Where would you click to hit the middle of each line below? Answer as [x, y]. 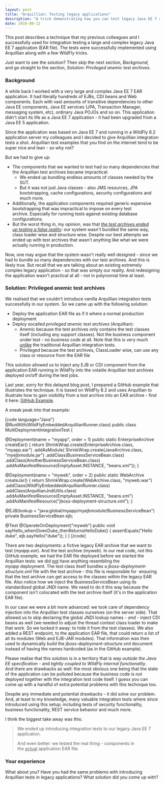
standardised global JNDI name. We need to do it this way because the [77, 587]
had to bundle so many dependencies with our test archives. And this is [77, 260]
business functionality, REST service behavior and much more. [69, 709]
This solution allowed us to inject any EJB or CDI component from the [75, 364]
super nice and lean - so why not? [40, 147]
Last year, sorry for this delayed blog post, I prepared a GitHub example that [82, 385]
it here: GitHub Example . [30, 400]
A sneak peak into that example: [38, 410]
